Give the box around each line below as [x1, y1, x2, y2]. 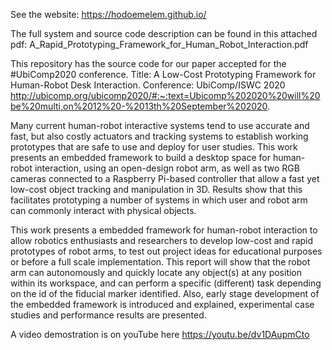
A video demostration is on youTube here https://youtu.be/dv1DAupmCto [10, 329, 310, 340]
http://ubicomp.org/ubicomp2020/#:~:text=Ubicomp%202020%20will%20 [10, 90, 321, 101]
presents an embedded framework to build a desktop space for [10, 152, 271, 163]
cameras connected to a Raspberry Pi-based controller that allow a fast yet [10, 173, 320, 184]
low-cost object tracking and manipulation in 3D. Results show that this [10, 184, 303, 195]
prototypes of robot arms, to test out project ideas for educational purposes [10, 245, 323, 257]
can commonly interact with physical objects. [10, 205, 197, 216]
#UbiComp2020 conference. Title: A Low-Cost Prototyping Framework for [10, 69, 317, 80]
